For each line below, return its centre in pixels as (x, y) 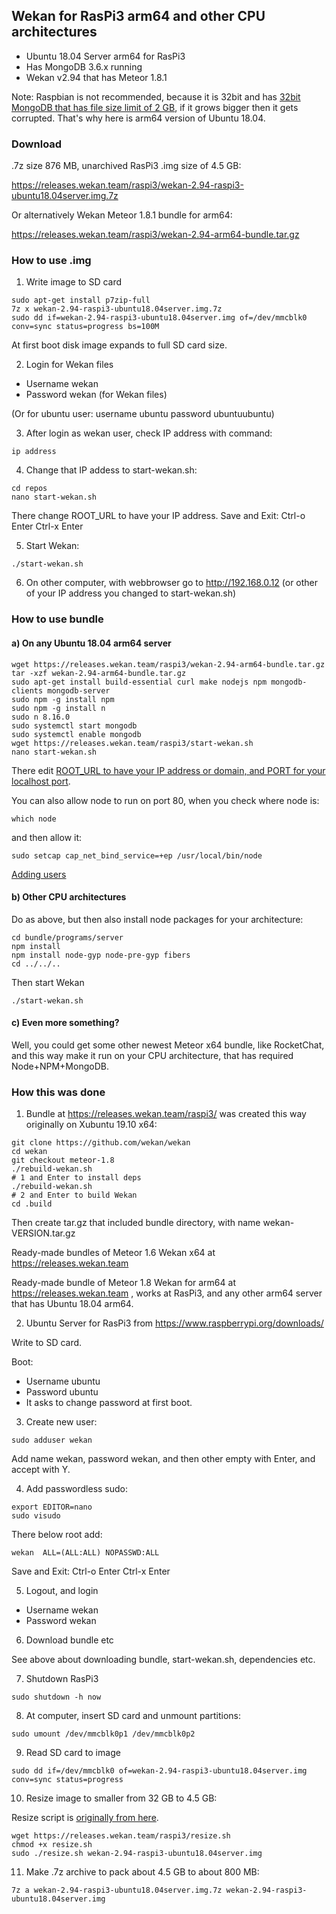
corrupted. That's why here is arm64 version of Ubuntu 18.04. (138, 118)
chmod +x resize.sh (52, 1845)
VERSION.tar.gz (43, 1233)
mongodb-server (79, 690)
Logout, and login (62, 1591)
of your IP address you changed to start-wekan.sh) (131, 593)
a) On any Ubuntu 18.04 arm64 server (91, 643)
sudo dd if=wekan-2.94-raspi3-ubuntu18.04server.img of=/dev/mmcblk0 (159, 318)
